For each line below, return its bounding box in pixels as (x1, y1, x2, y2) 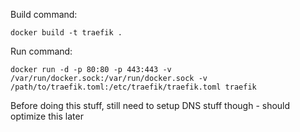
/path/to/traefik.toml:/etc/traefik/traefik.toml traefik (10, 82, 257, 92)
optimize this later (10, 110, 84, 122)
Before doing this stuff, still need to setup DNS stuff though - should (10, 100, 291, 111)
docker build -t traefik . (10, 28, 123, 38)
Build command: (10, 9, 78, 20)
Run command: (10, 45, 73, 57)
